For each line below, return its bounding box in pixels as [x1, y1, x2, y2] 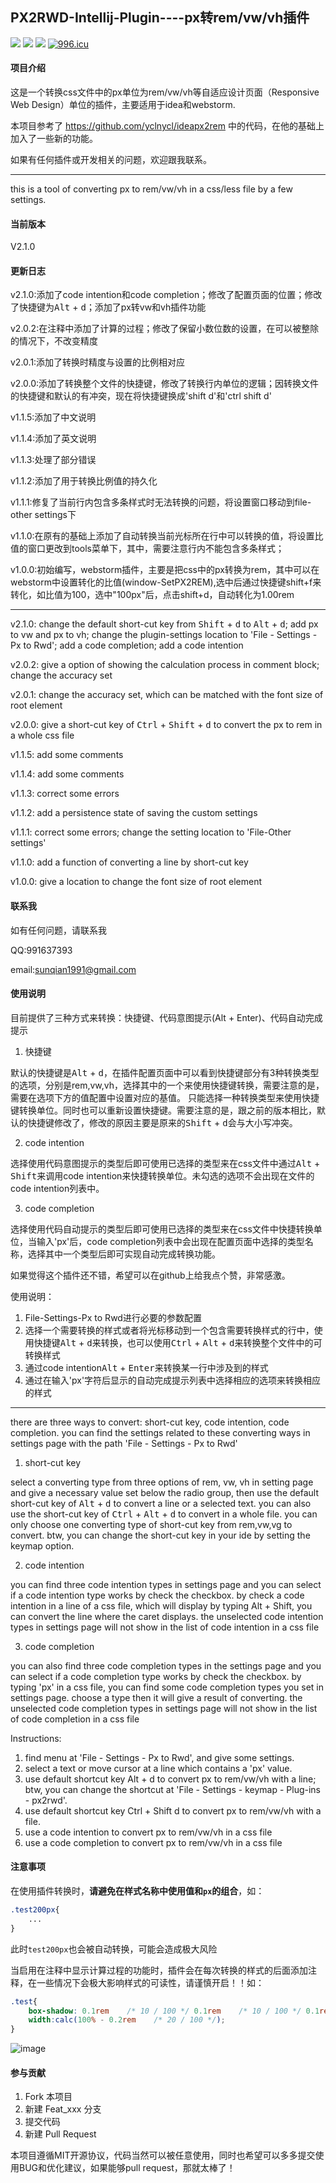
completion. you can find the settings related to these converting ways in [10, 1426, 311, 1438]
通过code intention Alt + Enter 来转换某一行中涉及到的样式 [24, 1361, 269, 1373]
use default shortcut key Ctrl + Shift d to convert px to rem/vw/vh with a [24, 1804, 322, 1817]
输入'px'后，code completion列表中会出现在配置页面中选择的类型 [36, 1235, 305, 1247]
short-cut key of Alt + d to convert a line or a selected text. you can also [10, 1497, 312, 1509]
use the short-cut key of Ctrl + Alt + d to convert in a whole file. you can [10, 1508, 318, 1520]
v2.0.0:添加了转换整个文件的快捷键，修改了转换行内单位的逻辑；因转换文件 [10, 378, 320, 390]
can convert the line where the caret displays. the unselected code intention [10, 1610, 324, 1622]
